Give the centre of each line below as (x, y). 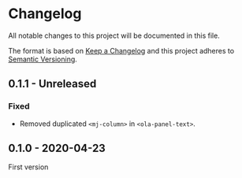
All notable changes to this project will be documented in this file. (114, 35)
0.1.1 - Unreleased (52, 84)
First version (28, 167)
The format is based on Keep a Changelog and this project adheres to (121, 50)
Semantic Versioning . (43, 59)
